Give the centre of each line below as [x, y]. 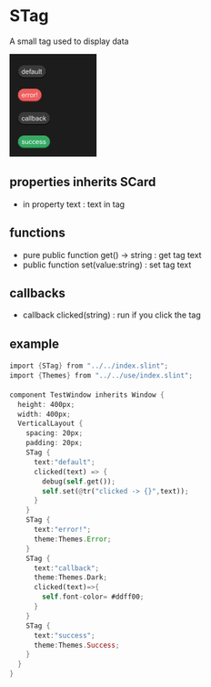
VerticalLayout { [50, 424]
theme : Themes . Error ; [72, 539]
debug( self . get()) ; [79, 481]
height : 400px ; [46, 404]
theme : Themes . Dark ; [70, 578]
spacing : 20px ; [55, 433]
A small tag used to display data [69, 41]
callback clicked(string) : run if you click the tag [112, 315]
